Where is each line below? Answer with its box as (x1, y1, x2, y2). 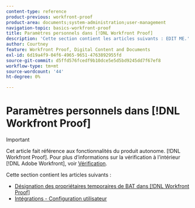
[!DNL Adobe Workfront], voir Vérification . (6, 160, 107, 167)
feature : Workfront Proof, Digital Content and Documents (6, 47, 150, 53)
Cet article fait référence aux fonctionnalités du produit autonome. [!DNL (6, 148, 181, 155)
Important (6, 136, 30, 144)
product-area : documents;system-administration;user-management (6, 19, 166, 25)
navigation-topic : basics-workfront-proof (6, 25, 111, 31)
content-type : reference (6, 8, 67, 15)
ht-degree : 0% (6, 74, 41, 80)
